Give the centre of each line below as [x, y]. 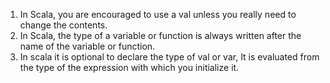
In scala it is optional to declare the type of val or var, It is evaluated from [169, 57]
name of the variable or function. [87, 46]
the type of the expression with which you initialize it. [129, 67]
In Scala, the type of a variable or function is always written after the [160, 35]
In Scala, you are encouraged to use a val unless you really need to [158, 14]
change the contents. [63, 25]
